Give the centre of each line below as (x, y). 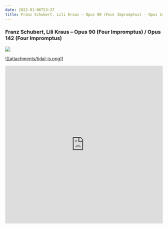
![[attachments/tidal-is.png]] (34, 59)
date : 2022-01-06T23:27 (30, 10)
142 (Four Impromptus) (34, 38)
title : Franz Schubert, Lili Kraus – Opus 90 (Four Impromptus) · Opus (81, 15)
